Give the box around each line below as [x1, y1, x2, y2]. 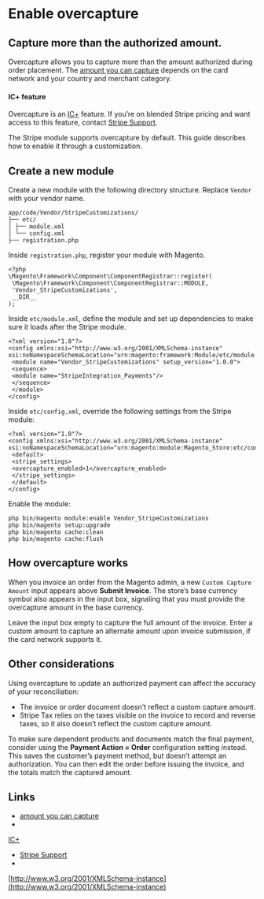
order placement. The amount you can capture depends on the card [8, 65, 229, 75]
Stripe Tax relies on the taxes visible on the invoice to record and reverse [19, 711, 256, 720]
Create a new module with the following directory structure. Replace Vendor [8, 185, 252, 195]
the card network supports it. [8, 634, 102, 643]
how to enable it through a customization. [8, 141, 143, 151]
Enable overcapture [8, 5, 139, 23]
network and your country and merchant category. [8, 74, 172, 83]
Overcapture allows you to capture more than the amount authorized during [8, 57, 253, 66]
